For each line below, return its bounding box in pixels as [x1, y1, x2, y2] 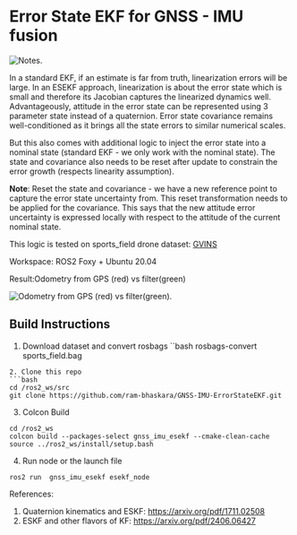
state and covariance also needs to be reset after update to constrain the [9, 156, 278, 167]
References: [9, 488, 54, 499]
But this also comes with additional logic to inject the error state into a [9, 137, 267, 148]
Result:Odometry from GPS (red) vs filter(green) [9, 273, 186, 284]
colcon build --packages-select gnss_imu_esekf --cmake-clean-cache [9, 432, 270, 441]
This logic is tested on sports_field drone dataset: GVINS [9, 238, 217, 249]
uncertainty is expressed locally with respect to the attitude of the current [9, 211, 281, 222]
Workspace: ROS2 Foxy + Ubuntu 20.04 [9, 255, 157, 266]
